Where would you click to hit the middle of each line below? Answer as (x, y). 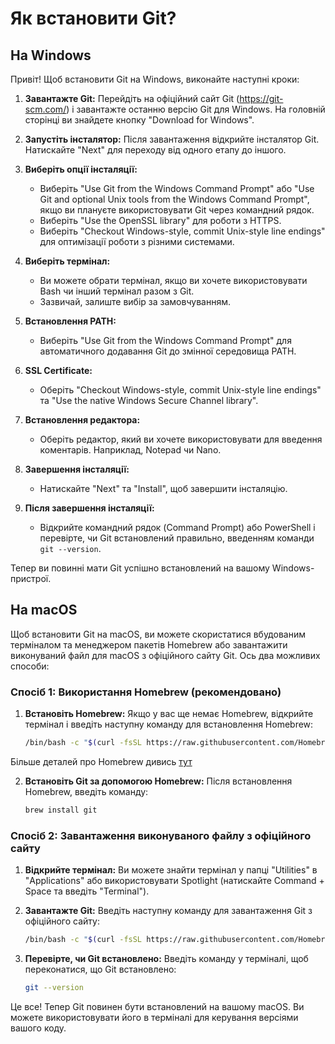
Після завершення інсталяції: (89, 508)
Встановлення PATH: (70, 321)
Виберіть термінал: (67, 261)
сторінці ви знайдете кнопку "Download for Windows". (139, 120)
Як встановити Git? (93, 18)
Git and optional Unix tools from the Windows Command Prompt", (174, 199)
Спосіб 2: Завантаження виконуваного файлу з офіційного (161, 835)
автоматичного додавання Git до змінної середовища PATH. (168, 351)
